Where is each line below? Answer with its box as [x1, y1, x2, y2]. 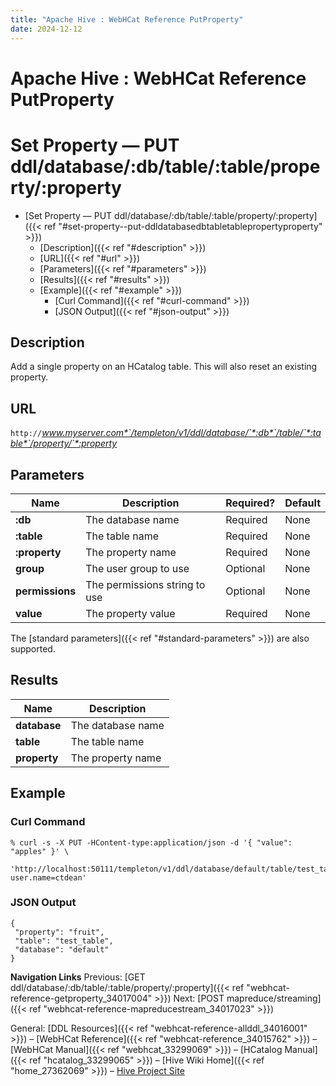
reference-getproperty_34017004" [10, 992, 153, 1004]
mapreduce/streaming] [226, 992, 322, 1004]
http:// [10, 429, 43, 439]
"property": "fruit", [14, 927, 105, 937]
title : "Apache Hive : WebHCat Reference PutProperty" [10, 14, 244, 25]
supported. [10, 643, 56, 655]
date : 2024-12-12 [10, 24, 83, 34]
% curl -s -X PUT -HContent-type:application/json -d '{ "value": [10, 837, 293, 848]
